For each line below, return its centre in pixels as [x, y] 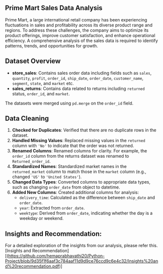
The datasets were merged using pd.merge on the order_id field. [69, 103]
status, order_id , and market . [41, 94]
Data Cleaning [27, 118]
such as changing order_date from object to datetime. [66, 187]
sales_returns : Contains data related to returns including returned [78, 88]
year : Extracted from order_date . [52, 208]
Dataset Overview [33, 61]
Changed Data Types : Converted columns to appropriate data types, [81, 182]
